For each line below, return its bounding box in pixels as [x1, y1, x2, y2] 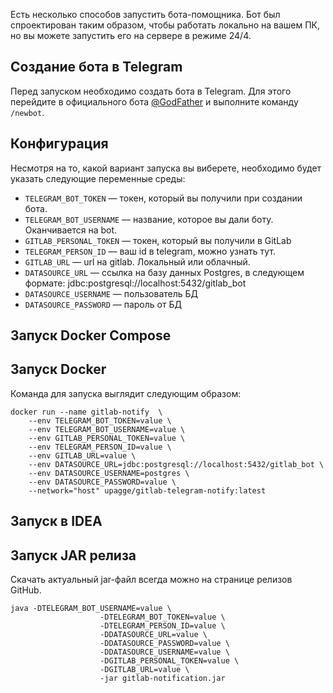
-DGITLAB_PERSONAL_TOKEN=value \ [99, 656, 240, 666]
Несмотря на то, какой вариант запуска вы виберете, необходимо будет [10, 162, 322, 174]
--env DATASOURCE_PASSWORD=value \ [28, 477, 177, 487]
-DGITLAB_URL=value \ [99, 665, 190, 675]
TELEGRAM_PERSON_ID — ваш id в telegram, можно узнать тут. [24, 245, 276, 257]
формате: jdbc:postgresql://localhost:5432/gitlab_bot [24, 277, 247, 289]
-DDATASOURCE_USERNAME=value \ [99, 647, 230, 658]
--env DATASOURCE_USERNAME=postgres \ [28, 468, 190, 478]
